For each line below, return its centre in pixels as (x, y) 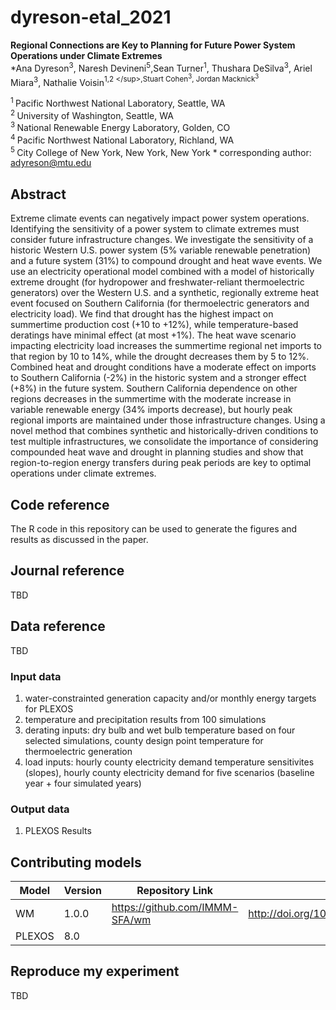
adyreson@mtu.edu (51, 163)
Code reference (60, 504)
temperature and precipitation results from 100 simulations (145, 719)
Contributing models (76, 862)
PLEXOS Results (58, 831)
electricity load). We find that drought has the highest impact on (142, 314)
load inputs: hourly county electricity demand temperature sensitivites (169, 762)
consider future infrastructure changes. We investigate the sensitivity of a (162, 240)
